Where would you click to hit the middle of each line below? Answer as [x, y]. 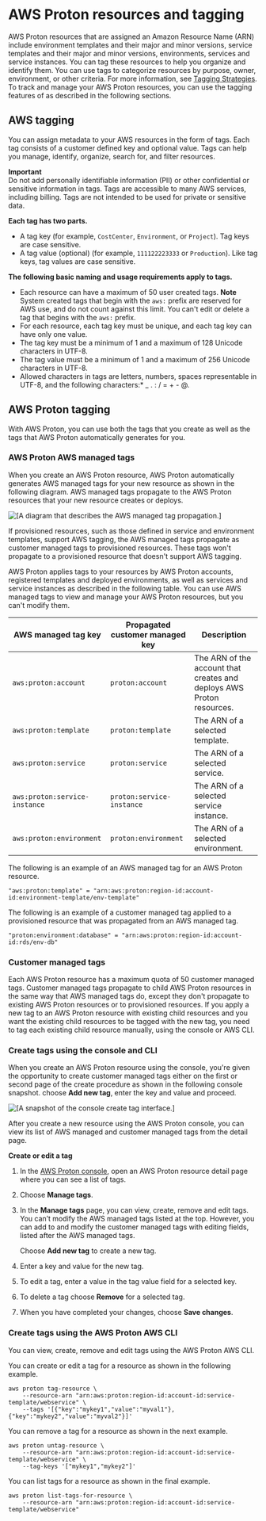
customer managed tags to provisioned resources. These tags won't [120, 548]
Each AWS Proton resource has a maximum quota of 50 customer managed [131, 980]
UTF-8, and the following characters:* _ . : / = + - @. [104, 384]
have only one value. [53, 334]
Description [224, 634]
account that [217, 667]
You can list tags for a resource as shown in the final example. [109, 1481]
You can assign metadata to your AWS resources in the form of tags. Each [129, 139]
